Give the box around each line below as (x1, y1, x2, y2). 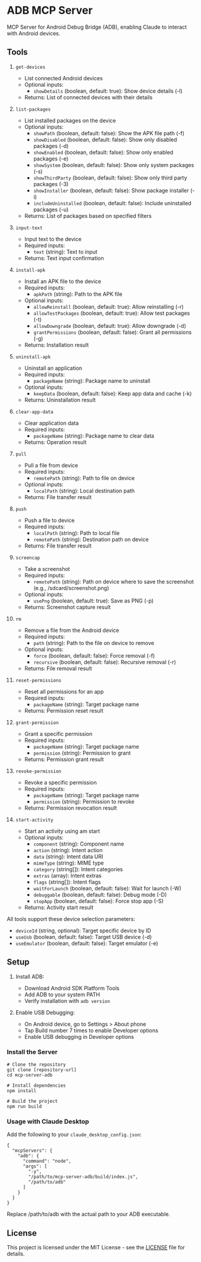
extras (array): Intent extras (33, 872, 102, 879)
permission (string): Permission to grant (33, 749, 131, 756)
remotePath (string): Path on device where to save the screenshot (33, 578, 194, 585)
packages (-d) (33, 142, 69, 150)
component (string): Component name (33, 840, 124, 847)
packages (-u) (33, 206, 69, 213)
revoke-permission (15, 768, 62, 774)
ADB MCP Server (7, 4, 93, 17)
